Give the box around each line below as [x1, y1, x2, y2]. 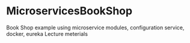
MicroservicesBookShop [6, 4, 133, 18]
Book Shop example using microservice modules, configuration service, [6, 24, 185, 31]
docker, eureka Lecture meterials [6, 30, 88, 37]
